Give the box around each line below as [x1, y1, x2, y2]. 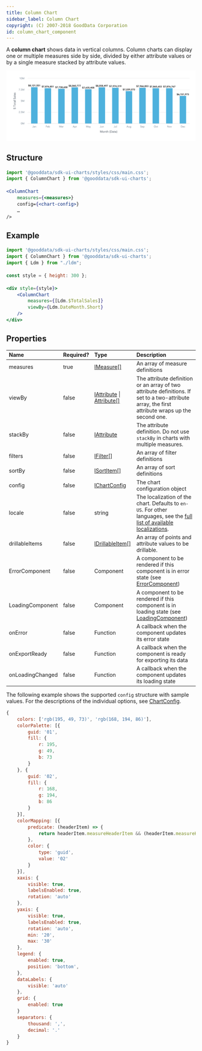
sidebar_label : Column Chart [6, 16, 79, 22]
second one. [136, 413, 167, 421]
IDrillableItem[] [94, 540, 131, 547]
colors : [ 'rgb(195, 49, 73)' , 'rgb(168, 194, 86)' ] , [17, 716, 152, 722]
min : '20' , [28, 932, 55, 938]
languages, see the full [136, 512, 192, 520]
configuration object [136, 485, 187, 492]
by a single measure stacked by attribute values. [6, 59, 126, 66]
